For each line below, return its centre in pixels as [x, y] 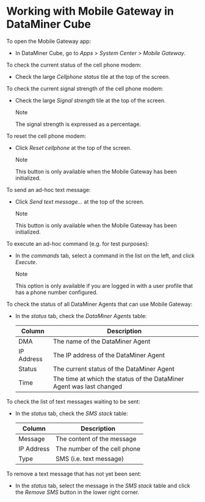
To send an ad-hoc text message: [49, 190]
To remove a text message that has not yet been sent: [74, 474]
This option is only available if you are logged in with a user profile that [104, 286]
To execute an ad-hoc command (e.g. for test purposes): [78, 243]
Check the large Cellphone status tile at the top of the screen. [92, 76]
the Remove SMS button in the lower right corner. [77, 492]
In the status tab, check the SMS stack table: [71, 413]
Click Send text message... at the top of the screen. [80, 201]
